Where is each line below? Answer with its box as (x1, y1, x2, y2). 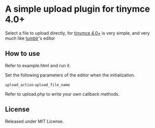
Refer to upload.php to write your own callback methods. (5, 91, 120, 97)
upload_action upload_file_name (5, 82, 70, 87)
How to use (5, 50, 40, 58)
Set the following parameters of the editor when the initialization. (5, 72, 135, 78)
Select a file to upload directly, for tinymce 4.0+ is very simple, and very (5, 30, 150, 36)
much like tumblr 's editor (5, 35, 55, 41)
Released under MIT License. (5, 118, 64, 124)
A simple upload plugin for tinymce (5, 3, 150, 15)
